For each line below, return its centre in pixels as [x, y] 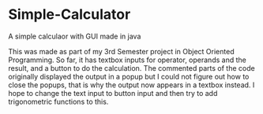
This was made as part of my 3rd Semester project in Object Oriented [121, 51]
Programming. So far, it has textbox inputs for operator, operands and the [127, 60]
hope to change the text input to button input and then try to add [113, 93]
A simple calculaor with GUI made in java [75, 36]
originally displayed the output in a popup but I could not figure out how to [129, 76]
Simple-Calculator [70, 15]
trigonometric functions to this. [58, 101]
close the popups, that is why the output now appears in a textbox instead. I [131, 85]
